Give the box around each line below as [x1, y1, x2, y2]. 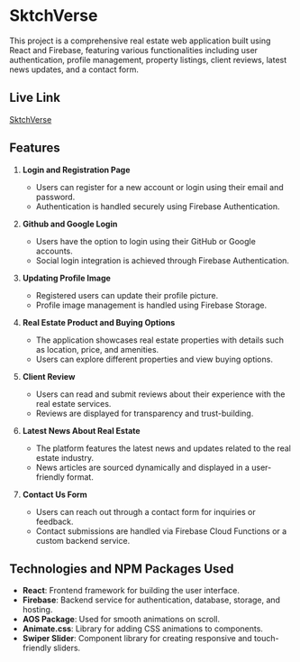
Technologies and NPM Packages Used [9, 561, 234, 576]
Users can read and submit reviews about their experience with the [35, 389, 286, 400]
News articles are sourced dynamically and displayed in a [35, 462, 250, 473]
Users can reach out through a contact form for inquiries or [35, 506, 256, 517]
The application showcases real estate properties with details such [35, 335, 285, 345]
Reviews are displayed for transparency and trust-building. [35, 408, 254, 418]
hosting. [22, 604, 53, 615]
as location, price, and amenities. [35, 344, 159, 354]
